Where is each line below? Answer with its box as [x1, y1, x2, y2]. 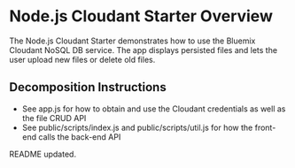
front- [254, 122, 276, 133]
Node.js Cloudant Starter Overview [9, 6, 273, 27]
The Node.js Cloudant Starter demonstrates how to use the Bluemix [9, 35, 256, 46]
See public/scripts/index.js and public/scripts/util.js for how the [21, 122, 253, 133]
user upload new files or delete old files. [9, 54, 156, 65]
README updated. [9, 149, 77, 159]
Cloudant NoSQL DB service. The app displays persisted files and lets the [9, 44, 277, 55]
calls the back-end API [38, 131, 121, 142]
